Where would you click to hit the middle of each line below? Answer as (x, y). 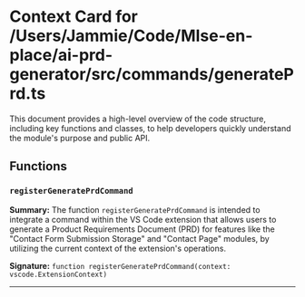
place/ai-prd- (61, 55)
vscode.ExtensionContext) (58, 274)
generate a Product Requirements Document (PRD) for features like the (142, 229)
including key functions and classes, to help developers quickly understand (150, 128)
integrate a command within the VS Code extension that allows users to (143, 219)
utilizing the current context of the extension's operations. (118, 248)
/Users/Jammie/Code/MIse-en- (131, 36)
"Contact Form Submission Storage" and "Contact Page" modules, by (139, 238)
